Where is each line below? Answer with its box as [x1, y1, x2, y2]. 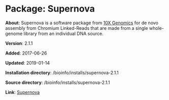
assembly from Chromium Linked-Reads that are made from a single [5, 25, 148, 31]
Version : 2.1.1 [5, 40, 33, 46]
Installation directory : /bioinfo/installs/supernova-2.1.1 [5, 69, 119, 76]
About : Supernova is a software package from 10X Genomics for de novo [5, 20, 159, 26]
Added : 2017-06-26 [5, 50, 47, 56]
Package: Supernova [5, 3, 95, 15]
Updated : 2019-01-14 [5, 60, 50, 66]
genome [5, 30, 23, 36]
